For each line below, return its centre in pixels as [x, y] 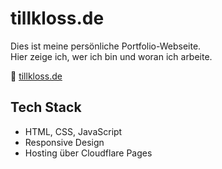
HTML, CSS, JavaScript [73, 131]
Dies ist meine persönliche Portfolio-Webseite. [106, 46]
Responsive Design [64, 142]
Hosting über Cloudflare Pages [88, 153]
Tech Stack [46, 107]
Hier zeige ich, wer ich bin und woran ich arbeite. [111, 56]
